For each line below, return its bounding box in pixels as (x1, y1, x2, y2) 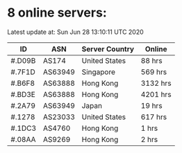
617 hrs (140, 112, 167, 122)
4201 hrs (140, 89, 172, 99)
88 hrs (140, 55, 163, 65)
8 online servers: (7, 5, 107, 21)
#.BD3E (10, 89, 36, 99)
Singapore (81, 67, 116, 77)
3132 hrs (140, 78, 172, 88)
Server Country (81, 44, 134, 53)
